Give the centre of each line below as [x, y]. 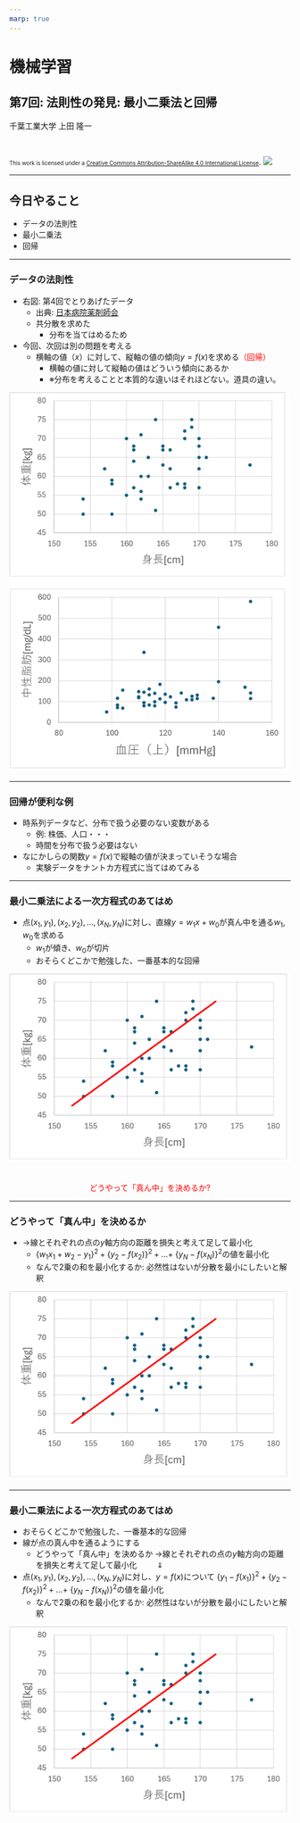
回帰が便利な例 [42, 802]
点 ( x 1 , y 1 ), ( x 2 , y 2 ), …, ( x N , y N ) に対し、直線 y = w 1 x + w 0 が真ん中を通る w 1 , [154, 924]
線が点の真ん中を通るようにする [81, 1542]
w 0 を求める [43, 936]
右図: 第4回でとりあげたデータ [78, 301]
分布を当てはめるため [88, 334]
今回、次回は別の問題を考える [77, 345]
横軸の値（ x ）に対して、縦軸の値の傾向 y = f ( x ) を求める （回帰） [153, 356]
